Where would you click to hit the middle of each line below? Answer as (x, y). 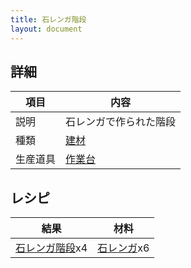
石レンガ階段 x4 (51, 248)
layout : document (46, 29)
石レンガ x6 (123, 248)
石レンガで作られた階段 (121, 122)
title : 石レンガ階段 (48, 19)
